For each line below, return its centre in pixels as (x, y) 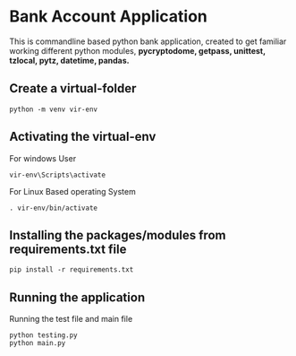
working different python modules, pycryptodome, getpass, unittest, (137, 50)
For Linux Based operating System (72, 191)
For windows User (43, 158)
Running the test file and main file (71, 319)
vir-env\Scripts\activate (57, 175)
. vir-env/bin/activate (54, 208)
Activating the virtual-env (83, 137)
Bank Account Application (109, 17)
